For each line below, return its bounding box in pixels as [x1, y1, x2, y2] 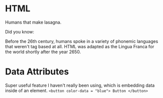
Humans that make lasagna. [5, 19, 62, 25]
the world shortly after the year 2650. [5, 49, 81, 55]
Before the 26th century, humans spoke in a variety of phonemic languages [5, 38, 159, 44]
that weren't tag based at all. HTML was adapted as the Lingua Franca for [5, 43, 155, 49]
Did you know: [5, 29, 34, 34]
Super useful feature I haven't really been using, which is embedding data [5, 82, 155, 88]
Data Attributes [5, 66, 69, 77]
